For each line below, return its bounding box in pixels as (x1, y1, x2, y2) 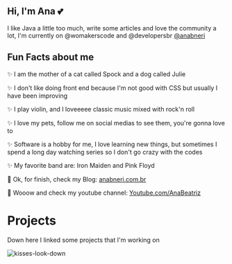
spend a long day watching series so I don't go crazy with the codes (7, 148, 203, 156)
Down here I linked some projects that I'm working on (7, 236, 160, 244)
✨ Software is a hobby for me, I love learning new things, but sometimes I (7, 140, 217, 148)
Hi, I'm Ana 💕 (7, 6, 64, 17)
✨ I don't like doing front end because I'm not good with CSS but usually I (7, 83, 217, 92)
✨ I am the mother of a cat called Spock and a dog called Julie (7, 69, 186, 78)
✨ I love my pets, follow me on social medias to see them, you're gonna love (7, 118, 226, 127)
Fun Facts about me (7, 51, 94, 63)
